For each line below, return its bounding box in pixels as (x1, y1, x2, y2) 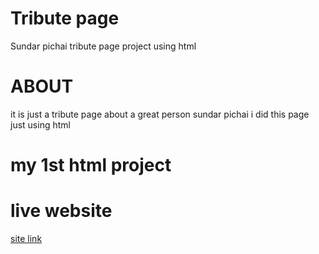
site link (10, 233, 43, 244)
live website (10, 200, 113, 222)
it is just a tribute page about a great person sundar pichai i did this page (10, 108, 310, 120)
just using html (10, 118, 71, 131)
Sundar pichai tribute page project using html (10, 40, 197, 52)
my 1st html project (10, 154, 172, 177)
